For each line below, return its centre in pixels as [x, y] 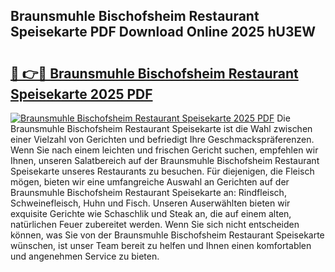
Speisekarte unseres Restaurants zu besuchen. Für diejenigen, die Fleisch [162, 171]
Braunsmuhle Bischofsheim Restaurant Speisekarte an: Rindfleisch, [148, 192]
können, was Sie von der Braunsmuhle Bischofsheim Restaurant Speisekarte [167, 235]
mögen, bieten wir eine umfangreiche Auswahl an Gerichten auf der [150, 182]
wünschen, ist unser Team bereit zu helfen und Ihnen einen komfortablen [161, 245]
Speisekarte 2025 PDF [81, 94]
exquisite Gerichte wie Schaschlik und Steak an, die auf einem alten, [151, 213]
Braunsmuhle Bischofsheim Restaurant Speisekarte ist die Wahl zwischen [161, 128]
